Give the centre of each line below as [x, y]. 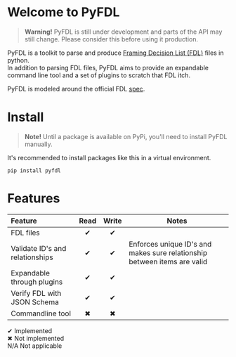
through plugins [37, 282]
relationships [32, 257]
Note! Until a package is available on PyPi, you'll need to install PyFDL [126, 136]
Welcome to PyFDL [64, 12]
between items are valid [168, 261]
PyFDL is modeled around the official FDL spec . [76, 89]
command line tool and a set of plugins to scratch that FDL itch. [99, 75]
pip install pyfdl [34, 170]
